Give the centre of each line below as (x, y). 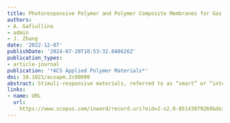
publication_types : (35, 58)
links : (16, 90)
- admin (18, 32)
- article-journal (33, 64)
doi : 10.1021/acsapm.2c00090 (49, 77)
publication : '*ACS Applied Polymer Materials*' (78, 70)
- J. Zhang (23, 39)
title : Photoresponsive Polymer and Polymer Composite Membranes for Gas (115, 13)
